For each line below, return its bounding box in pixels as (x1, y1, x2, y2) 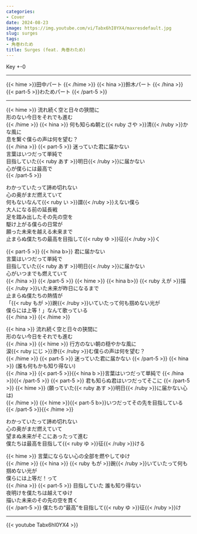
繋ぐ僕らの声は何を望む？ (16, 135, 78, 142)
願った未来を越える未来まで (6, 228, 73, 235)
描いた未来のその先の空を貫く (6, 496, 78, 503)
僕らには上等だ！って (6, 475, 57, 482)
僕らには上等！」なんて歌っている (6, 307, 88, 314)
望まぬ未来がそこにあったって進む (6, 432, 89, 439)
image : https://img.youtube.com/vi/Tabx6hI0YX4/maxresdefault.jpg (6, 25, 172, 31)
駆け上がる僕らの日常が (6, 220, 63, 227)
